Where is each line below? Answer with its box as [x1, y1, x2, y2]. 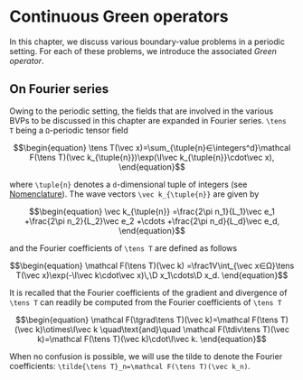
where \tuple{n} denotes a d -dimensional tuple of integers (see [9, 179, 248, 190]
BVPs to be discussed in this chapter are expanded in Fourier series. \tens [9, 115, 287, 125]
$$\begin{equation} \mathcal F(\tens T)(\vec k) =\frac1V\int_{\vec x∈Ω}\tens [9, 260, 295, 271]
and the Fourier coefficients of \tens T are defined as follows [9, 242, 238, 254]
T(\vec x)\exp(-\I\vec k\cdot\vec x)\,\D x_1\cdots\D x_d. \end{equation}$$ [15, 269, 289, 281]
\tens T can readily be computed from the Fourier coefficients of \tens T [9, 296, 282, 308]
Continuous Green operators [9, 6, 229, 27]
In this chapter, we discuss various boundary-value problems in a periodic [9, 36, 285, 47]
